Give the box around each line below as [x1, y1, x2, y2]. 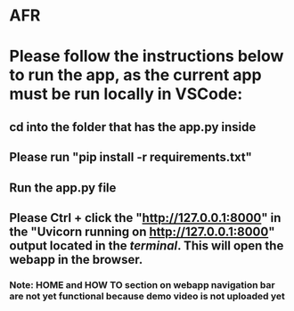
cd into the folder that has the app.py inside [9, 119, 257, 135]
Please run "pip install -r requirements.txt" [9, 150, 252, 165]
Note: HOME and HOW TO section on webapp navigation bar [9, 278, 275, 291]
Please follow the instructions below [9, 46, 284, 67]
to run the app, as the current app [9, 65, 262, 86]
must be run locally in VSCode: [9, 84, 243, 104]
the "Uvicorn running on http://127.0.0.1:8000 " [9, 224, 275, 239]
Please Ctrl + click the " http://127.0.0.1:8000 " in [9, 210, 282, 225]
